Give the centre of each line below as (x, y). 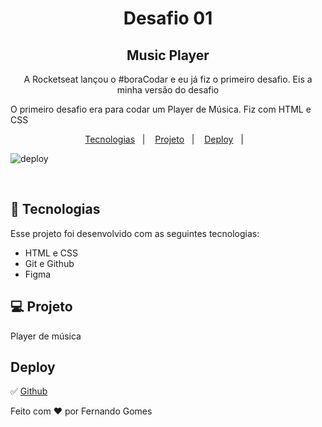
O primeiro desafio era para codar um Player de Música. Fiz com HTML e (161, 109)
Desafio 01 (168, 18)
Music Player (168, 55)
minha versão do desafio (168, 90)
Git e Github (49, 263)
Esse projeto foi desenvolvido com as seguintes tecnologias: (135, 233)
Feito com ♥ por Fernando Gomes (81, 411)
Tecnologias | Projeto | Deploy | (164, 139)
